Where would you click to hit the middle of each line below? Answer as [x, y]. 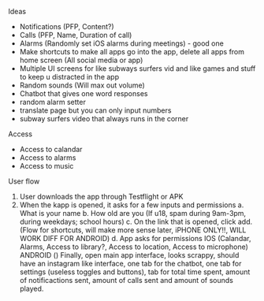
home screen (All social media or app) [81, 60]
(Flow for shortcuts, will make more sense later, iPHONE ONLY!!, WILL [133, 230]
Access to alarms [48, 158]
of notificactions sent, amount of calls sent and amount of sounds [126, 280]
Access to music [46, 166]
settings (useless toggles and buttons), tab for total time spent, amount [135, 272]
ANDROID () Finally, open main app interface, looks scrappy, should [129, 255]
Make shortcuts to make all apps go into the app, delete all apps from [132, 52]
